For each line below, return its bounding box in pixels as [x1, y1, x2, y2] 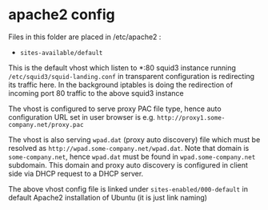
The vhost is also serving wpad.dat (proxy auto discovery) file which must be [8, 134, 261, 145]
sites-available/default [19, 49, 103, 57]
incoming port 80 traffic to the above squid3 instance [8, 88, 184, 97]
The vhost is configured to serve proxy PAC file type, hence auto [8, 104, 222, 113]
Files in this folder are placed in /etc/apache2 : [8, 32, 162, 42]
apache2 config [8, 6, 116, 24]
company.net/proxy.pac [8, 121, 84, 129]
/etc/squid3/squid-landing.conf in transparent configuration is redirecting [8, 71, 254, 81]
